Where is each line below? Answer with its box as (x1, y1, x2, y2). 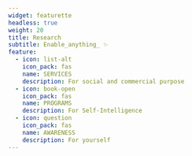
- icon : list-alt (15, 56, 72, 64)
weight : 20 (8, 26, 44, 34)
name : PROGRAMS (22, 99, 72, 107)
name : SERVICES (22, 70, 72, 78)
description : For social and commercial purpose (22, 77, 185, 85)
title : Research (8, 33, 61, 42)
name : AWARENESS (22, 128, 76, 136)
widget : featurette (8, 11, 72, 20)
